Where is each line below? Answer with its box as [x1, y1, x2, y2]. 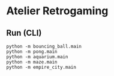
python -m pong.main [6, 49, 58, 55]
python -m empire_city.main [6, 64, 77, 70]
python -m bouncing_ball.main [6, 43, 82, 49]
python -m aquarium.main [6, 54, 68, 60]
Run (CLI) [6, 28, 42, 38]
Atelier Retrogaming [6, 4, 109, 18]
